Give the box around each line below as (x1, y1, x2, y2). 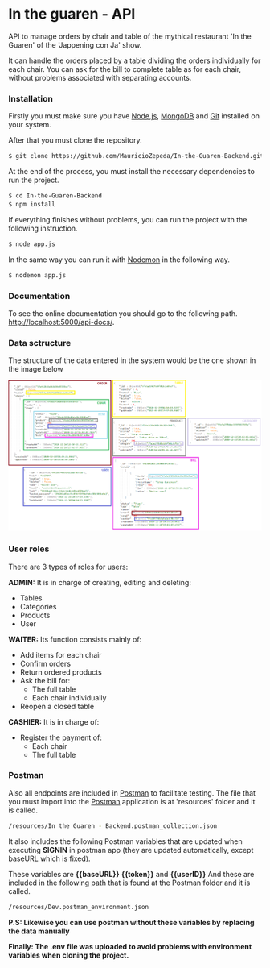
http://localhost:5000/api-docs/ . (8, 317, 115, 326)
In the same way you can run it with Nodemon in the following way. (8, 255, 231, 264)
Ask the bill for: (19, 675, 71, 685)
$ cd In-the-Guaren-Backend (8, 192, 103, 200)
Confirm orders (19, 658, 71, 668)
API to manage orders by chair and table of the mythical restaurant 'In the (8, 31, 252, 41)
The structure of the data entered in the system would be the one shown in (8, 355, 256, 365)
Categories (19, 601, 57, 611)
